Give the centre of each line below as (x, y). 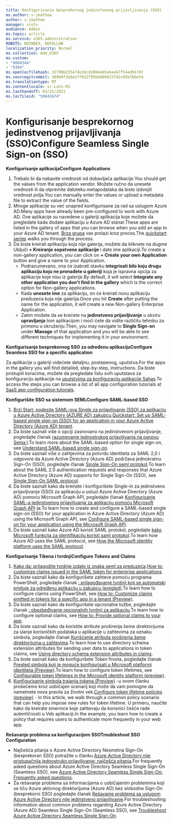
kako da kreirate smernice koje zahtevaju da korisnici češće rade (81, 708)
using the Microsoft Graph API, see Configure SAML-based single (82, 519)
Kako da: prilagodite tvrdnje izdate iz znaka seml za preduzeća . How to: (88, 566)
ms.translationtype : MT (31, 82)
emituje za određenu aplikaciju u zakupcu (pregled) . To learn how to (84, 588)
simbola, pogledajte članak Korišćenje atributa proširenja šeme (79, 637)
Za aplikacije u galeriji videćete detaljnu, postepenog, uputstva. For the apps (86, 363)
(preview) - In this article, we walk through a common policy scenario (86, 697)
